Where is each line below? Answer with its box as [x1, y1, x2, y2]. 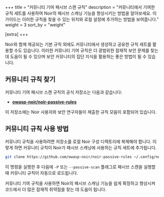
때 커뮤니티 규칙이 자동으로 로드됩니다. [5, 170, 78, 176]
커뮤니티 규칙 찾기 [5, 75, 56, 84]
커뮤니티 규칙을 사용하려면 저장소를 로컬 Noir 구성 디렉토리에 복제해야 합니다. [5, 138, 152, 144]
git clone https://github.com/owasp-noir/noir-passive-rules [5, 154, 132, 159]
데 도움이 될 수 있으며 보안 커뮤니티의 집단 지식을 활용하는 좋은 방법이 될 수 [5, 54, 147, 59]
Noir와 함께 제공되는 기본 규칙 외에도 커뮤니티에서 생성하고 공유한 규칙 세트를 [5, 41, 152, 47]
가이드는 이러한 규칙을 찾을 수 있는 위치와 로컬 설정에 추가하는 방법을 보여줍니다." [5, 17, 159, 22]
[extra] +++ [5, 31, 28, 37]
